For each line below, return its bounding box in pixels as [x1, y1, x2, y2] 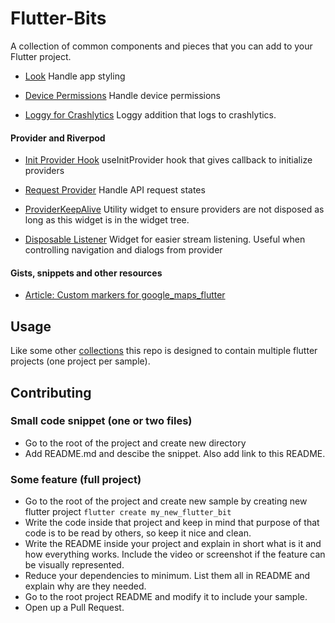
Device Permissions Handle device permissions [24, 89, 222, 101]
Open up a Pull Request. [24, 602, 125, 614]
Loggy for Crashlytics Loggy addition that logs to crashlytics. [24, 108, 277, 121]
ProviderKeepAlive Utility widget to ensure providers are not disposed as [24, 203, 325, 216]
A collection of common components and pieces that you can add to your [10, 40, 313, 52]
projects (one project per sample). [10, 355, 151, 367]
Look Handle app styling [24, 70, 126, 82]
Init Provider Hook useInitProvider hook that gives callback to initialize [24, 154, 313, 166]
